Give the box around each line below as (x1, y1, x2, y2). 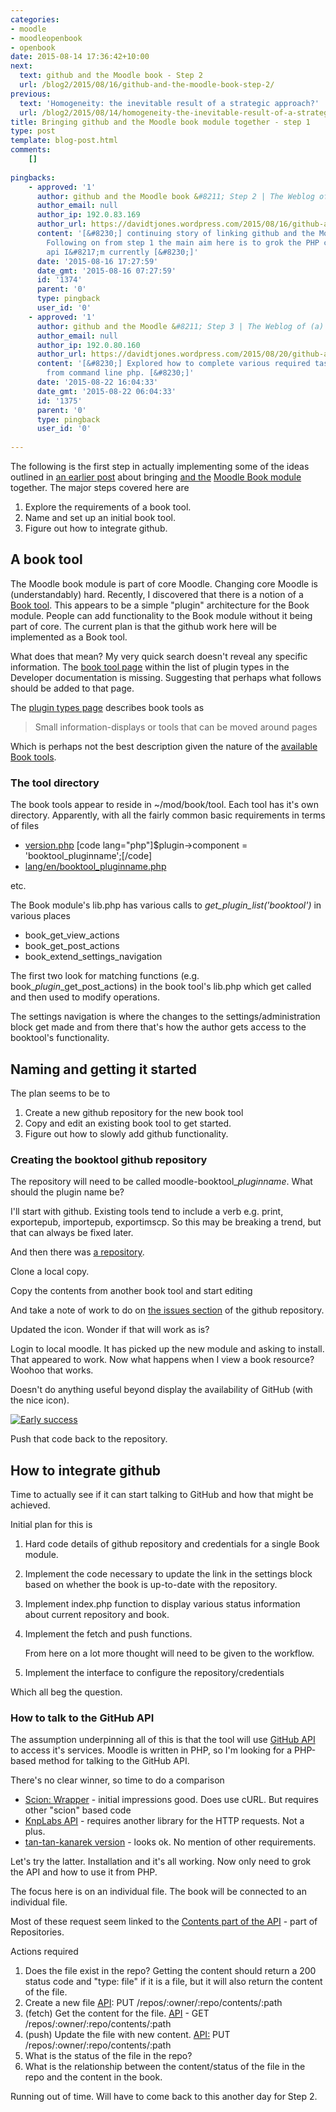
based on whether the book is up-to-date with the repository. (24, 1579, 278, 1591)
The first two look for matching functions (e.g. (10, 970, 200, 982)
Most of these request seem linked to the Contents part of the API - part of (10, 1916, 318, 1928)
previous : (10, 89, 52, 99)
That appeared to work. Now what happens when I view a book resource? (10, 1354, 315, 1366)
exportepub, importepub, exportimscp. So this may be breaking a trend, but (10, 1216, 322, 1228)
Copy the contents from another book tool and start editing (10, 1285, 253, 1297)
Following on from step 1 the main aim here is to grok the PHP (46, 237, 320, 248)
